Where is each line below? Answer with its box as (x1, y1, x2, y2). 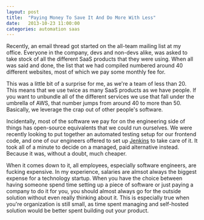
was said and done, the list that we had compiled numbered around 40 (6, 62, 183, 69)
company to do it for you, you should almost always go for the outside (6, 188, 182, 195)
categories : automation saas (6, 26, 80, 32)
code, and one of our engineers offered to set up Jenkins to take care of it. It (6, 137, 198, 145)
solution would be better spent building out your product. (6, 207, 149, 215)
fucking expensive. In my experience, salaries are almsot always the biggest (6, 168, 197, 176)
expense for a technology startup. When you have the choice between (6, 174, 183, 182)
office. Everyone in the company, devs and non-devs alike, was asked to (6, 49, 188, 57)
